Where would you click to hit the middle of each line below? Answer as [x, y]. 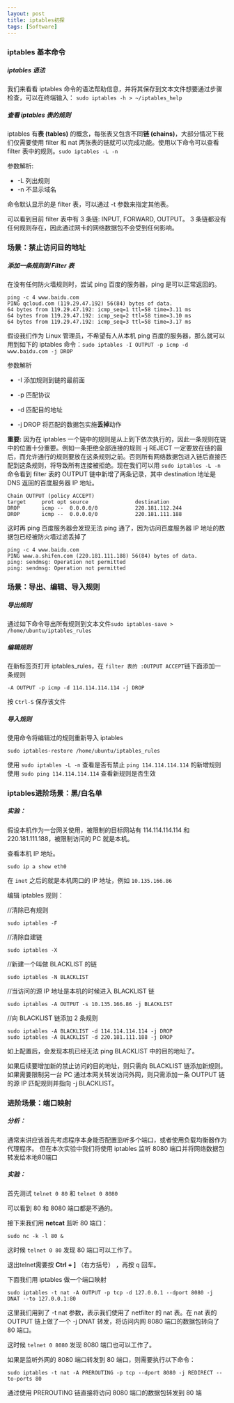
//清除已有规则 [28, 910]
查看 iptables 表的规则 [39, 115]
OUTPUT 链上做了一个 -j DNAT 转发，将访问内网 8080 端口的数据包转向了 [114, 1321]
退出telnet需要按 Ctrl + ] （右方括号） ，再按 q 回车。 [84, 1264]
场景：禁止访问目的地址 [46, 248]
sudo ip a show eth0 [37, 867]
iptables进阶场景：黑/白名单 [55, 793]
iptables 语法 [26, 70]
